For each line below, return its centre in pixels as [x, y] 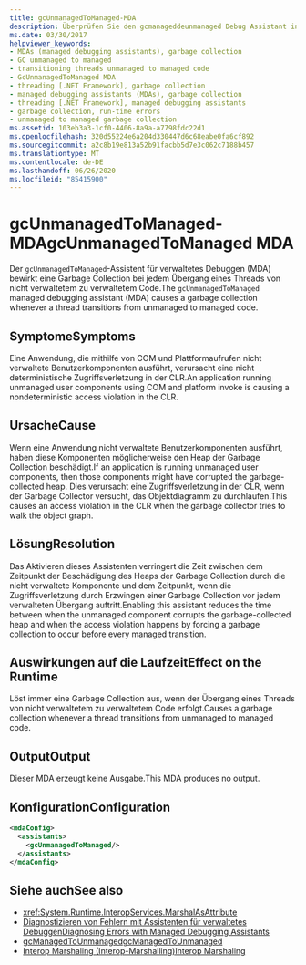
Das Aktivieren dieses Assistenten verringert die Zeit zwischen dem [136, 566]
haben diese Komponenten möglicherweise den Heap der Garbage [135, 457]
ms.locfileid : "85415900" [58, 179]
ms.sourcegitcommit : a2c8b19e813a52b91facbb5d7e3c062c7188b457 [132, 145]
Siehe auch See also [66, 890]
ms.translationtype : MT [55, 153]
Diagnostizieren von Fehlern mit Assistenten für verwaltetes [135, 922]
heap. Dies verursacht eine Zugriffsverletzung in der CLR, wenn [165, 486]
